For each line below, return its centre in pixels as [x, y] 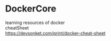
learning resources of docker [35, 22]
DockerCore [31, 9]
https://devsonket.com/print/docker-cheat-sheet [55, 33]
